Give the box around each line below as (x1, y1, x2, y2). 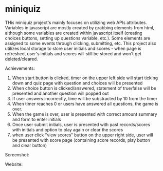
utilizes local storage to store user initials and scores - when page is (5, 45, 142, 51)
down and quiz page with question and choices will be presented (12, 80, 143, 86)
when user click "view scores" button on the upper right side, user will (12, 132, 153, 138)
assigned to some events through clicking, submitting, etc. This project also (5, 40, 157, 46)
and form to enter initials (12, 116, 61, 122)
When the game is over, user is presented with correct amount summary (12, 111, 157, 117)
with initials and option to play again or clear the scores (12, 127, 123, 132)
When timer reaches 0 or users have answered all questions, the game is (12, 101, 159, 107)
